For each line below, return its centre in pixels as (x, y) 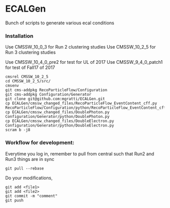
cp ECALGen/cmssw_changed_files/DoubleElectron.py (60, 121)
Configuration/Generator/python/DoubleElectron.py (60, 126)
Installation (19, 36)
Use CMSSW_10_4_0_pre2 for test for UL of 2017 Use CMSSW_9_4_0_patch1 (84, 62)
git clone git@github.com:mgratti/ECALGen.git (55, 99)
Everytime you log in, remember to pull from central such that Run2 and (80, 154)
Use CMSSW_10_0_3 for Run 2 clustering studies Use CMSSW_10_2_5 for (80, 47)
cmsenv (12, 86)
